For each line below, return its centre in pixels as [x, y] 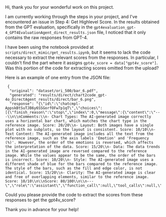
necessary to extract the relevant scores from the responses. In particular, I [82, 58]
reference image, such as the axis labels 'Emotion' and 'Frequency [77, 138]
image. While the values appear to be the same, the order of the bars [80, 155]
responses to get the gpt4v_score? [40, 200]
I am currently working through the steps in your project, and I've [71, 16]
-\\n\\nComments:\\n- [27, 117]
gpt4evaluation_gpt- [115, 28]
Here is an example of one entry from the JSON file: [58, 77]
